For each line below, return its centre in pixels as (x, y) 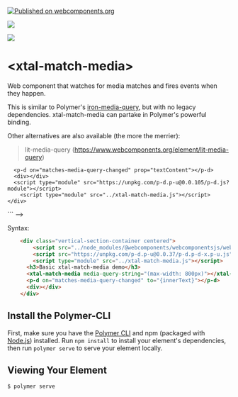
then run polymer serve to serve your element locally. (85, 348)
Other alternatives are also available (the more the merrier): (94, 135)
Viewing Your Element (57, 370)
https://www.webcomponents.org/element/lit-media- (151, 150)
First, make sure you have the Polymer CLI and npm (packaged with (106, 332)
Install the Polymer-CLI (59, 316)
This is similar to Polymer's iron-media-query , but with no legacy (102, 107)
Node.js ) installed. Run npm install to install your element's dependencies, (117, 340)
